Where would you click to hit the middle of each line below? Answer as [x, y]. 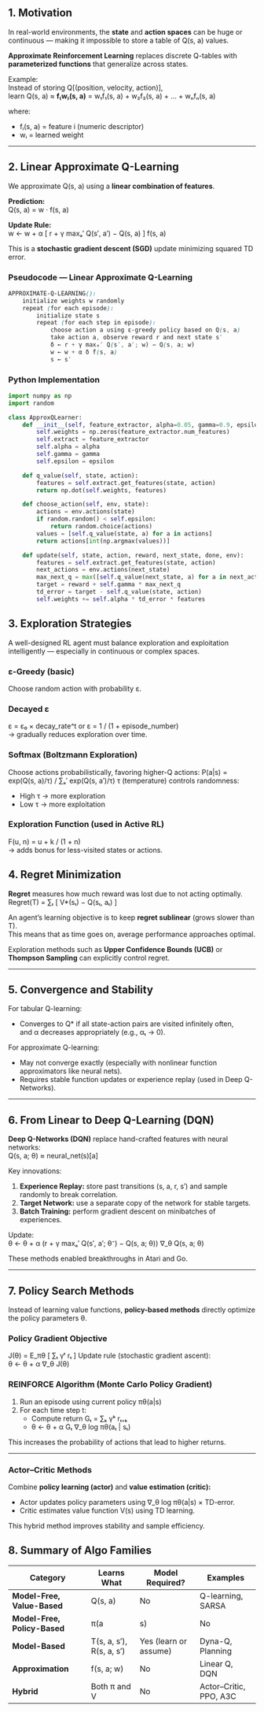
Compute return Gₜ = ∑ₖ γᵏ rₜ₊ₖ [79, 1418]
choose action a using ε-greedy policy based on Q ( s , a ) [145, 330]
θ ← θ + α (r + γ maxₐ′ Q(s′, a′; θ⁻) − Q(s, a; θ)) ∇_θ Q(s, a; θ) [106, 1243]
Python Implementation [54, 380]
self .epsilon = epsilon [75, 461]
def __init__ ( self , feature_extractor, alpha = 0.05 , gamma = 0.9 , [128, 424]
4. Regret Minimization [65, 875]
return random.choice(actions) [101, 527]
